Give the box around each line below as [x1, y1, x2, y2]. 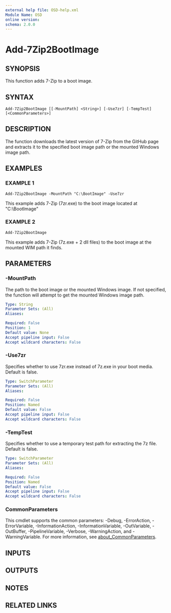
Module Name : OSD [5, 12, 42, 17]
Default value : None [5, 330, 50, 335]
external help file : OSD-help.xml [5, 7, 79, 13]
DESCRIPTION [5, 125, 51, 133]
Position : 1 [5, 325, 31, 331]
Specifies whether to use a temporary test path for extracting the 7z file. [5, 441, 157, 447]
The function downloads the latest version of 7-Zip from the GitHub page [5, 138, 159, 144]
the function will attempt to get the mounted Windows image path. [5, 292, 144, 298]
